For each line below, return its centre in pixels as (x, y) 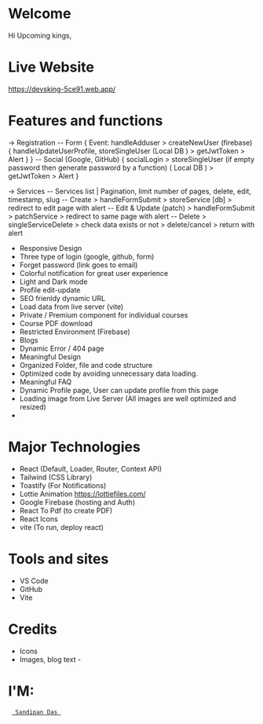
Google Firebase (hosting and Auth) (77, 502)
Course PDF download (56, 323)
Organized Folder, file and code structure (86, 365)
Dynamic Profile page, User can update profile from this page (119, 390)
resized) (33, 406)
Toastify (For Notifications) (63, 485)
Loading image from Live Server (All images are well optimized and (128, 399)
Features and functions (86, 121)
